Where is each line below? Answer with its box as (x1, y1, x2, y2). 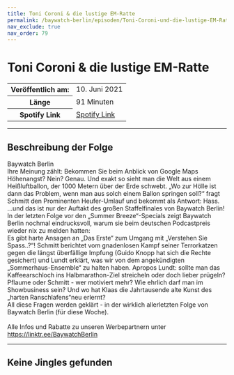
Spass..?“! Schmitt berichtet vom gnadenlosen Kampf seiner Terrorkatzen (7, 241, 218, 250)
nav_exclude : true (7, 23, 61, 30)
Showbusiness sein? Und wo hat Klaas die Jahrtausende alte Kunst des (7, 286, 212, 293)
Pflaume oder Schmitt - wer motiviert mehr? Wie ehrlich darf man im (7, 278, 203, 286)
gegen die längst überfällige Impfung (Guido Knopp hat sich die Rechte (7, 249, 211, 257)
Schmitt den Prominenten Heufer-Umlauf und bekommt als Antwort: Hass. (7, 197, 220, 205)
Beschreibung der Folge (7, 141, 114, 153)
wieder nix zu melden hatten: (7, 227, 91, 234)
